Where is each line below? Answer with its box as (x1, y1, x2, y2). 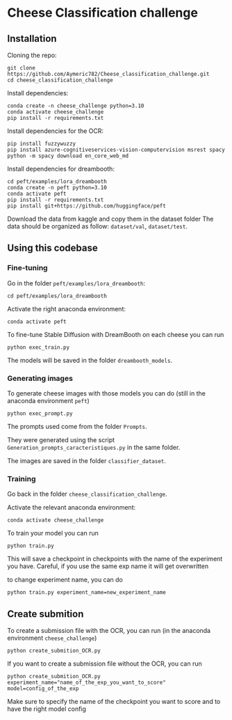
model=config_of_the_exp (7, 685, 79, 692)
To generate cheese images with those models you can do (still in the (7, 389, 206, 398)
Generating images (7, 373, 73, 383)
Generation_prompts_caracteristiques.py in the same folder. (7, 443, 181, 451)
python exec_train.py (7, 343, 70, 351)
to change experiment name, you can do (7, 576, 124, 584)
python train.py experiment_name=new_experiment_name (7, 589, 167, 596)
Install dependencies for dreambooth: (7, 165, 115, 173)
